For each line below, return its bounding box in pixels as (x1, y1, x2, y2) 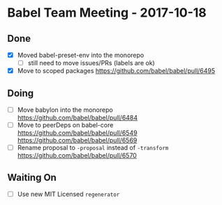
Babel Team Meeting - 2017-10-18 (7, 5, 207, 21)
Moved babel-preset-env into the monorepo (17, 51, 145, 59)
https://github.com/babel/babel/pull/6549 (17, 129, 138, 137)
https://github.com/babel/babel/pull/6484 (17, 113, 138, 122)
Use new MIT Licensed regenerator (17, 190, 120, 198)
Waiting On (7, 172, 57, 183)
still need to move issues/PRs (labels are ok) (27, 59, 155, 67)
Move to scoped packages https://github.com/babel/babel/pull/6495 (17, 67, 216, 75)
